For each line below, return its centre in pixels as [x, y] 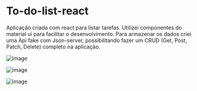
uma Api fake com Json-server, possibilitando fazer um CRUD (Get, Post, [97, 40]
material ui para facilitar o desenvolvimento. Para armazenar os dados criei [99, 34]
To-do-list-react [47, 11]
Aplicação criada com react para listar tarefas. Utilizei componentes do [94, 28]
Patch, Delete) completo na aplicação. [53, 47]
